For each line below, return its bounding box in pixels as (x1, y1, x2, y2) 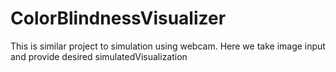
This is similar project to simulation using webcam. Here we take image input (10, 40, 326, 52)
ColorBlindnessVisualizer (10, 7, 227, 30)
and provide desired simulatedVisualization (10, 50, 188, 62)
